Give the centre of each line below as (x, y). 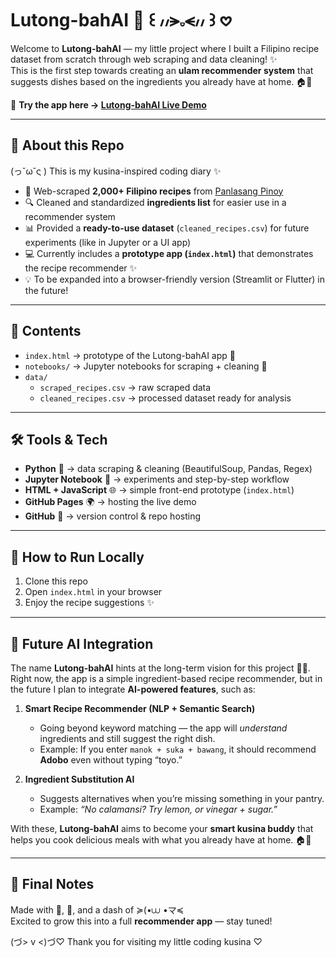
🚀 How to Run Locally (77, 557)
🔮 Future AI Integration (82, 643)
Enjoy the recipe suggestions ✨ (89, 603)
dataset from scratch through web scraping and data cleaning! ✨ (144, 59)
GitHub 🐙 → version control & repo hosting (112, 516)
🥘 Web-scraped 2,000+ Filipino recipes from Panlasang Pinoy (154, 191)
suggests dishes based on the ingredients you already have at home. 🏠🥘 (161, 81)
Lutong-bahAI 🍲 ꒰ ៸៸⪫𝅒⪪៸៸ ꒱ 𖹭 (121, 20)
